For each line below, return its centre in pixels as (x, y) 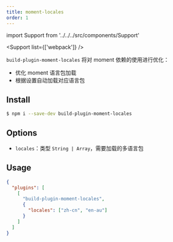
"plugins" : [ (28, 188)
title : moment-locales (35, 12)
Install (18, 99)
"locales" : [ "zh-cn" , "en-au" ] (68, 211)
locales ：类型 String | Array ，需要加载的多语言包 (79, 148)
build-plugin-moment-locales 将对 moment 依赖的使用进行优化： (88, 59)
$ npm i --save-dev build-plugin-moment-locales (69, 114)
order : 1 (17, 18)
